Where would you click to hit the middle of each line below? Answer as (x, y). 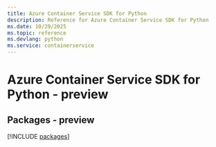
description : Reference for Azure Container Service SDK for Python (108, 20)
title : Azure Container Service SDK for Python (77, 13)
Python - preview (58, 95)
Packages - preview (51, 120)
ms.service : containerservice (51, 46)
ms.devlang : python (35, 39)
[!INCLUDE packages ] (38, 136)
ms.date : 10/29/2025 (37, 26)
